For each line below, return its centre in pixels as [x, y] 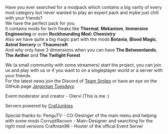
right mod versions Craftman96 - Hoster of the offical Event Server [74, 126]
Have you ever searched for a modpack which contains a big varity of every [83, 7]
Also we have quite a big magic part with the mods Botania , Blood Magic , [81, 39]
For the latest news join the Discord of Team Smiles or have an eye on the [81, 81]
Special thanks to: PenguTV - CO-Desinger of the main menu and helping [81, 115]
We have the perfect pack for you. [41, 23]
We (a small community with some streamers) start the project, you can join [83, 65]
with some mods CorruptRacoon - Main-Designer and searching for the [79, 121]
